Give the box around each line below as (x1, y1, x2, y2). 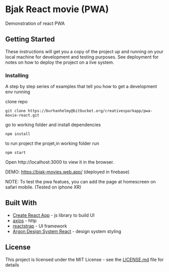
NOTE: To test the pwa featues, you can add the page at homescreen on (5, 179, 156, 185)
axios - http (12, 217, 37, 223)
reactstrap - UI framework (12, 223, 67, 229)
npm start (5, 150, 26, 156)
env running (5, 89, 30, 95)
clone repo (5, 99, 28, 105)
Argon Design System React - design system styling (12, 228, 121, 234)
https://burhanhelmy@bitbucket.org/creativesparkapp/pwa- (27, 108, 153, 113)
